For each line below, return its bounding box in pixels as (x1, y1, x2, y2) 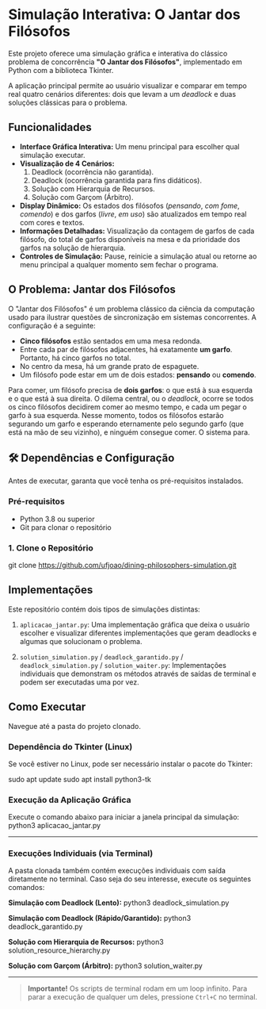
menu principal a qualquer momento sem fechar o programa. (19, 259, 219, 269)
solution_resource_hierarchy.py (8, 946, 111, 955)
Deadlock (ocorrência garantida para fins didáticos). (31, 175, 203, 185)
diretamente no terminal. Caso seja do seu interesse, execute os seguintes (8, 874, 252, 884)
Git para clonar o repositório (19, 522, 112, 532)
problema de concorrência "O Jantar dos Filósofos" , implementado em (8, 57, 243, 67)
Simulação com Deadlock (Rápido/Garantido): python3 (8, 914, 192, 923)
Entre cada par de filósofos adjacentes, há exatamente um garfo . (19, 344, 233, 354)
